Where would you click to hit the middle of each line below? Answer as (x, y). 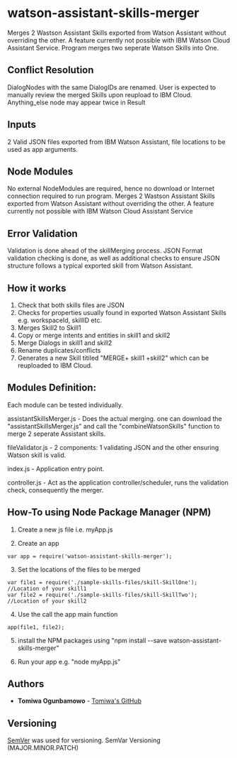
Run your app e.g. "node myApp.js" (69, 661)
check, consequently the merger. (56, 490)
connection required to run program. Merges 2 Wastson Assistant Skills (111, 196)
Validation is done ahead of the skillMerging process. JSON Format (105, 251)
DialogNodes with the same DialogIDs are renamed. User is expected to (112, 87)
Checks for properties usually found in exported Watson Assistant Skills (122, 313)
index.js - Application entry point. (56, 468)
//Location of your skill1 (47, 588)
